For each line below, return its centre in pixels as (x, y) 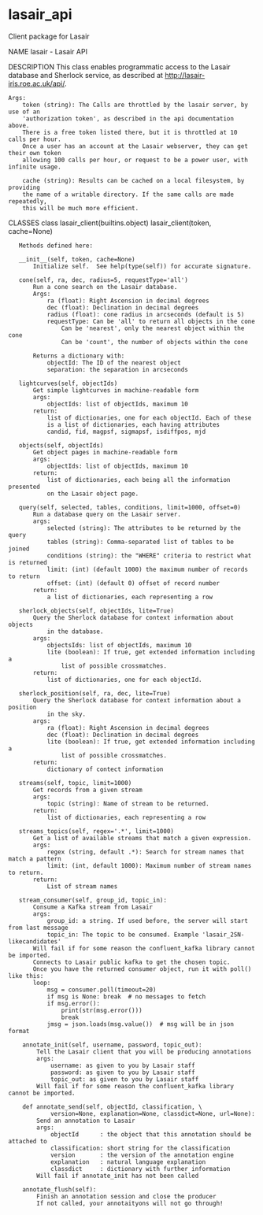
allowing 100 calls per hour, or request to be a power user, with (135, 160)
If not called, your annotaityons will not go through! (130, 1203)
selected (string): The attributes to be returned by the (144, 528)
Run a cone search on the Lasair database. (105, 287)
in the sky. (67, 714)
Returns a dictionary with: (79, 356)
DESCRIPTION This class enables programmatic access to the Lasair (119, 67)
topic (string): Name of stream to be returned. (128, 804)
